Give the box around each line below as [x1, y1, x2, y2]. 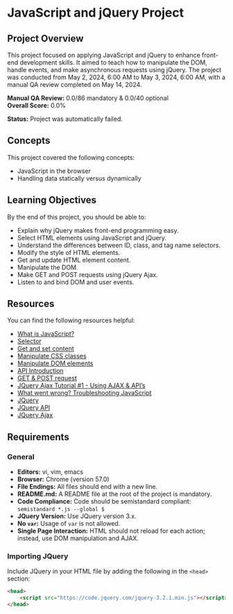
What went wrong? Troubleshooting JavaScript [17, 389, 152, 397]
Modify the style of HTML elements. [17, 248, 121, 256]
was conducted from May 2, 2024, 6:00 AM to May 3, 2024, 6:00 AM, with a [7, 73, 226, 81]
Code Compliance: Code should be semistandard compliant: [17, 497, 191, 506]
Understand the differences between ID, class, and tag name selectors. [17, 241, 221, 249]
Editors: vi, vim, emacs [17, 467, 84, 476]
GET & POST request [17, 374, 78, 383]
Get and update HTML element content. [17, 256, 131, 264]
